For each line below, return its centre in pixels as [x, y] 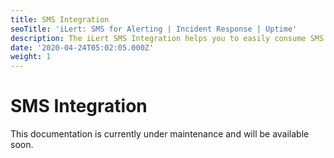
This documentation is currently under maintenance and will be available [160, 134]
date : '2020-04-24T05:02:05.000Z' [82, 47]
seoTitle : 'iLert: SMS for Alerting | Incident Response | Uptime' [154, 29]
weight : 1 [31, 57]
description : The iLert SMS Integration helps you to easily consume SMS [167, 38]
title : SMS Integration [60, 19]
